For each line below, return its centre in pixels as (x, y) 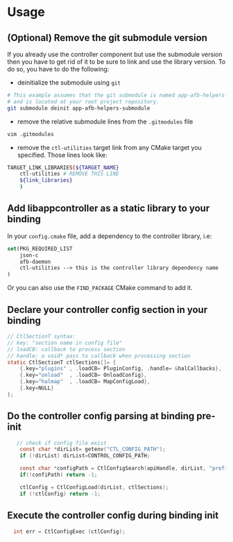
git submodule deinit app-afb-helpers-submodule (79, 108)
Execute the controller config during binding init (113, 515)
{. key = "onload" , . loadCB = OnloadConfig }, (84, 375)
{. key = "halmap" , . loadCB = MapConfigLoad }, (85, 382)
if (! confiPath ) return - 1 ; (59, 475)
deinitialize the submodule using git (69, 83)
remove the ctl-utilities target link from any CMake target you (110, 147)
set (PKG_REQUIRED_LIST (40, 248)
